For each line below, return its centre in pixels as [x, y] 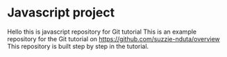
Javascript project [61, 13]
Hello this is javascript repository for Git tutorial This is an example [102, 32]
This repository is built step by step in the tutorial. [78, 46]
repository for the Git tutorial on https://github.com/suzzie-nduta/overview [113, 38]
